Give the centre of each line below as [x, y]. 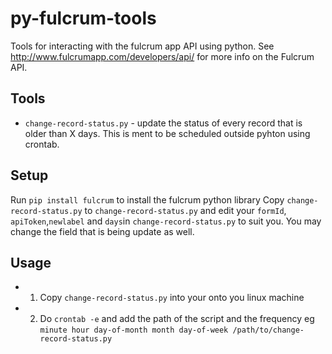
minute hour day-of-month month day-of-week [134, 330]
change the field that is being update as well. [102, 231]
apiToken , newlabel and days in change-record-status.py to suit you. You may [166, 221]
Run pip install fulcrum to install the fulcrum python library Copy [147, 199]
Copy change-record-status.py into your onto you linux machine [172, 298]
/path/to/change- [268, 330]
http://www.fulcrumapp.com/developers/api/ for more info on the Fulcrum [162, 56]
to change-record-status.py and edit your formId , [185, 210]
